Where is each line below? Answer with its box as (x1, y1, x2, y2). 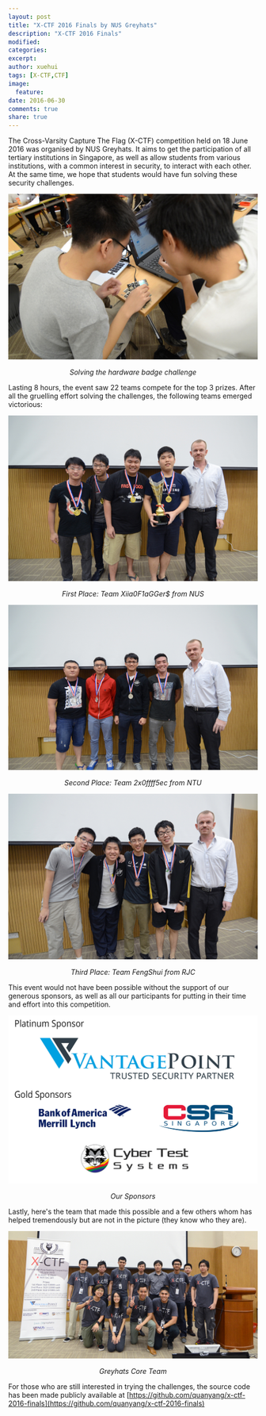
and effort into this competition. (8, 1000, 111, 1009)
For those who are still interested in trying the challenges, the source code (8, 1382, 251, 1391)
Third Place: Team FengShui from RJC (70, 967, 196, 977)
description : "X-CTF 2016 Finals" (8, 29, 123, 37)
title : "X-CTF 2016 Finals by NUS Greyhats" (8, 21, 158, 29)
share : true (8, 113, 47, 121)
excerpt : (8, 55, 37, 63)
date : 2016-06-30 (8, 96, 66, 105)
